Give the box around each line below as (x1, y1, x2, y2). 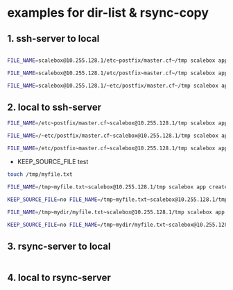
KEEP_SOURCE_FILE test (17, 158, 89, 166)
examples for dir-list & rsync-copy (7, 5, 209, 21)
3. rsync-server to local (7, 240, 111, 252)
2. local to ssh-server (7, 102, 102, 113)
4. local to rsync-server (7, 271, 111, 283)
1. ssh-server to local (7, 33, 100, 45)
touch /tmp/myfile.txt (7, 171, 73, 178)
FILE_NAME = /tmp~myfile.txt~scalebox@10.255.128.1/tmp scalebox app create (7, 183, 228, 191)
